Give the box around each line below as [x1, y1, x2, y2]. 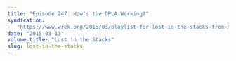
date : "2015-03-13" [7, 29, 65, 37]
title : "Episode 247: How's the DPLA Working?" [7, 10, 150, 18]
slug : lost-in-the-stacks [7, 43, 83, 50]
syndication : [7, 17, 46, 24]
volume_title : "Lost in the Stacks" [7, 36, 114, 43]
